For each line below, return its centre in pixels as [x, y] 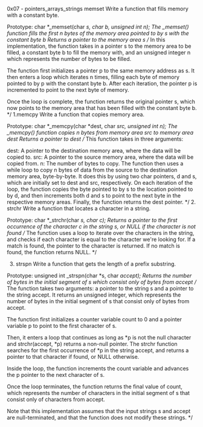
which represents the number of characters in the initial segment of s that [98, 393]
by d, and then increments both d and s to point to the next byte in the [94, 195]
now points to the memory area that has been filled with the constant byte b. [102, 108]
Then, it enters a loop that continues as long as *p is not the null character [99, 337]
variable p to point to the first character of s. [62, 326]
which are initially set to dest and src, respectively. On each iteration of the [100, 183]
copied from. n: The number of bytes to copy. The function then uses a [95, 163]
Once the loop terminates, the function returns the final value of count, [95, 387]
